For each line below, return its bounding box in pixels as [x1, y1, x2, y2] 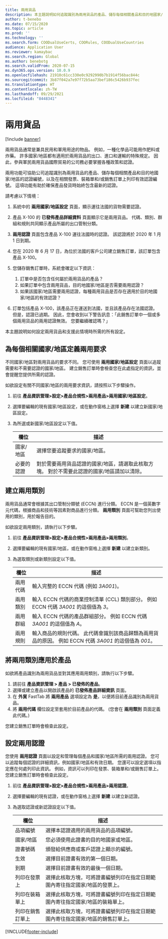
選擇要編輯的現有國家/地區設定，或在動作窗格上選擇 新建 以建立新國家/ [12, 404, 158, 409]
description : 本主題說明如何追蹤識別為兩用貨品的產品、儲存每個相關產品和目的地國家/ [5, 12, 163, 17]
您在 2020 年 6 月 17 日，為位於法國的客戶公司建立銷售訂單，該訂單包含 [12, 248, 161, 254]
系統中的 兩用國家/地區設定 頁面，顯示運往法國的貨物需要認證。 [12, 204, 144, 210]
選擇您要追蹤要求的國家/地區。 [36, 447, 109, 454]
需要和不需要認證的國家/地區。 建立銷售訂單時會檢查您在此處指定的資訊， [5, 365, 157, 371]
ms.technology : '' [5, 36, 43, 41]
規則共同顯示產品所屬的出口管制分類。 [21, 220, 100, 226]
